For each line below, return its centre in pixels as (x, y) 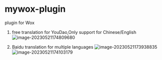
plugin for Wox (20, 23)
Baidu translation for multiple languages (53, 47)
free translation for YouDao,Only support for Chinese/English (74, 32)
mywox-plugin (35, 9)
